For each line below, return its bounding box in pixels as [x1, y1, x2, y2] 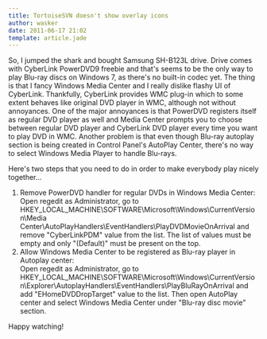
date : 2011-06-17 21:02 [8, 26, 87, 34]
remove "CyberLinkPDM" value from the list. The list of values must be [19, 230, 252, 240]
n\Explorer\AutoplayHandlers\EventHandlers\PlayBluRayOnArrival [19, 281, 234, 290]
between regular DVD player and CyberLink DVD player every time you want [8, 123, 258, 133]
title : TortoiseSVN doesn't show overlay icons [8, 11, 169, 20]
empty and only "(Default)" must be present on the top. [19, 239, 201, 248]
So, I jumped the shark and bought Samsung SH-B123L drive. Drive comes [8, 56, 253, 65]
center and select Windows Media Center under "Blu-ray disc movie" [19, 298, 246, 307]
